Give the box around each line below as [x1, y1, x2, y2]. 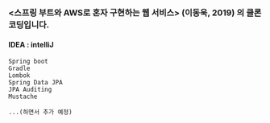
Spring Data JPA [8, 79, 63, 87]
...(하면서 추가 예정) [8, 109, 73, 117]
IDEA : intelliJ [8, 39, 54, 49]
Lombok [8, 72, 31, 80]
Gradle [8, 64, 31, 73]
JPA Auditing [8, 86, 52, 94]
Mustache [8, 92, 38, 101]
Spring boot [8, 58, 48, 66]
